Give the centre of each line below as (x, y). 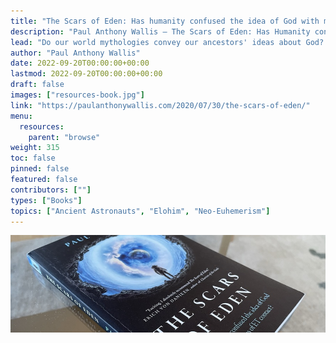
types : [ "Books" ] (46, 200)
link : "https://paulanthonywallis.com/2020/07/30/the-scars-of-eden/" (160, 105)
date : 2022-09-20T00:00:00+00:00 (80, 63)
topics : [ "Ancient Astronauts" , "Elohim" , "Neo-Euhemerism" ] (140, 211)
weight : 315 (35, 148)
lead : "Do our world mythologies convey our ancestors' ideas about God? (167, 42)
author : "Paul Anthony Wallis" (75, 53)
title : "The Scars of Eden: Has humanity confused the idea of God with (165, 21)
